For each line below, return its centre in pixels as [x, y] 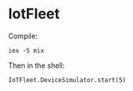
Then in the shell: [37, 65]
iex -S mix [26, 50]
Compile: [23, 36]
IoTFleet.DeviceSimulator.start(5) [67, 80]
